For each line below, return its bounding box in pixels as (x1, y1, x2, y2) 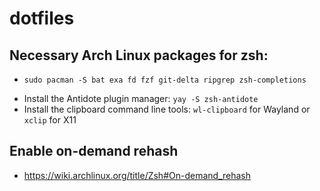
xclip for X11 (23, 114, 77, 126)
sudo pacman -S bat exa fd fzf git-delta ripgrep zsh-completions (23, 75, 307, 85)
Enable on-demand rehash (9, 143, 179, 160)
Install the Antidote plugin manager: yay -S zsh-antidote (23, 93, 259, 104)
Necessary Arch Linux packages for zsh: (9, 47, 269, 64)
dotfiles (9, 7, 75, 30)
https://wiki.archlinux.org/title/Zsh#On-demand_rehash (23, 169, 251, 181)
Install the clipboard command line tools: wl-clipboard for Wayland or (23, 103, 311, 115)
